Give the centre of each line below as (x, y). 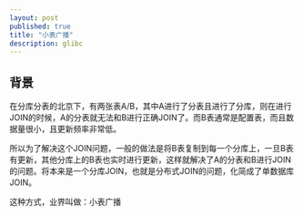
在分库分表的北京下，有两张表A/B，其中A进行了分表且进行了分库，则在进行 (151, 107)
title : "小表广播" (42, 35)
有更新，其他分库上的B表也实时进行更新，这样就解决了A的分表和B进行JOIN (150, 159)
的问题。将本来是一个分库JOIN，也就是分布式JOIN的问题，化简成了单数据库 (152, 171)
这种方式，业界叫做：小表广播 (65, 202)
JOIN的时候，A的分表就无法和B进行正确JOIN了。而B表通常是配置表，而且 (148, 118)
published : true (40, 26)
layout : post (34, 18)
